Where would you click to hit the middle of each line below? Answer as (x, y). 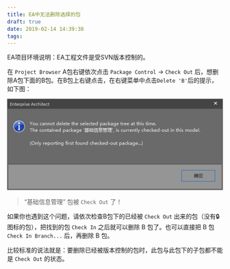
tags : (15, 36)
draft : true (24, 22)
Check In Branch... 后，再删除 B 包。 (60, 235)
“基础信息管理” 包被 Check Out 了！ (73, 201)
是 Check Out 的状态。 (38, 258)
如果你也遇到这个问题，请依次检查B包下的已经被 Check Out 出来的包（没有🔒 (114, 216)
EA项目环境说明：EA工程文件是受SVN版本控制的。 (78, 57)
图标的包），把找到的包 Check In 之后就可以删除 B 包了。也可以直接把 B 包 (111, 227)
